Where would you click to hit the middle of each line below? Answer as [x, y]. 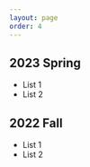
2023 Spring [45, 63]
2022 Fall [36, 123]
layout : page [34, 18]
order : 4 [26, 26]
